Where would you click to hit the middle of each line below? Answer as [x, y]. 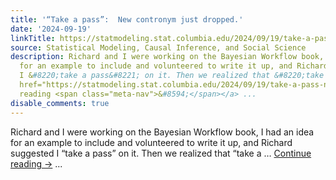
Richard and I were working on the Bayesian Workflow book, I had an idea [162, 132]
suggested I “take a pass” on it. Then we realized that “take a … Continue [161, 153]
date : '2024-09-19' [51, 29]
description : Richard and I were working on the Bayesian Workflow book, [167, 57]
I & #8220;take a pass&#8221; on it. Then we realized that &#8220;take [172, 76]
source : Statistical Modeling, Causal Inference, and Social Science [158, 47]
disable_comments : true [60, 103]
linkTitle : [33, 38]
